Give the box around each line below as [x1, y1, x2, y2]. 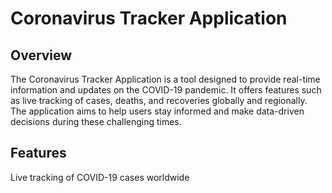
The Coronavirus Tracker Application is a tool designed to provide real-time [10, 73, 321, 85]
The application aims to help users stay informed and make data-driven [10, 105, 305, 117]
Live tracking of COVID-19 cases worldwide [10, 171, 190, 183]
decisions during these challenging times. [10, 116, 182, 127]
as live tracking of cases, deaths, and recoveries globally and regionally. [10, 95, 308, 106]
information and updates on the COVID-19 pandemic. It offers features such [10, 84, 322, 96]
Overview [10, 47, 73, 64]
